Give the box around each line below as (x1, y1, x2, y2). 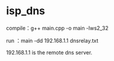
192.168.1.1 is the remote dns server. (6, 49, 93, 56)
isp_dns (6, 4, 45, 18)
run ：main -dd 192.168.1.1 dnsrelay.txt (6, 37, 99, 44)
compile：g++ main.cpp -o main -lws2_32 (6, 24, 109, 31)
